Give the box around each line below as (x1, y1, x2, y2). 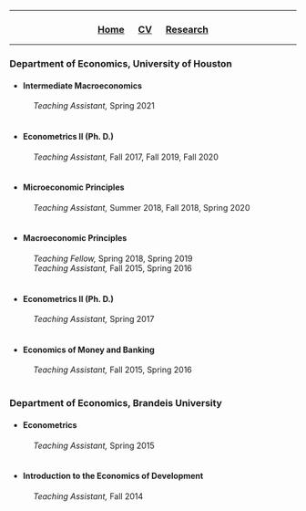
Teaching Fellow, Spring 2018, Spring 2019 (33, 253, 193, 265)
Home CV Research (97, 23, 209, 36)
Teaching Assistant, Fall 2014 (33, 490, 144, 502)
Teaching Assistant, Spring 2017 (33, 314, 155, 325)
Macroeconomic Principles (22, 233, 127, 244)
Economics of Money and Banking (22, 344, 155, 355)
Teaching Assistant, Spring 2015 (33, 440, 155, 451)
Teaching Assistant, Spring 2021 (33, 100, 155, 111)
